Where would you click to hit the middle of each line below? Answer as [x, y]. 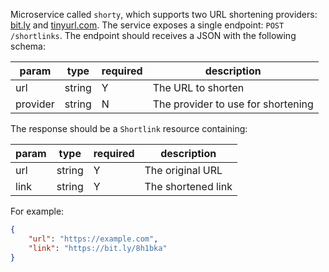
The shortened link [188, 186]
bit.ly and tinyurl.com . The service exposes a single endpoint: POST [147, 25]
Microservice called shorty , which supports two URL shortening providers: [164, 14]
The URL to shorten [198, 87]
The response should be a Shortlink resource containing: [129, 128]
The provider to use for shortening [233, 104]
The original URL [183, 170]
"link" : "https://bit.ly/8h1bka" [98, 248]
